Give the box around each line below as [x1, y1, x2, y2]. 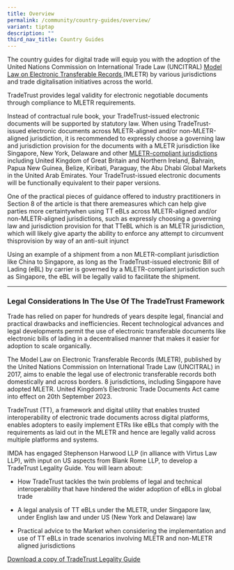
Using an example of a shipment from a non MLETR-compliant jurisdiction [7, 250, 219, 259]
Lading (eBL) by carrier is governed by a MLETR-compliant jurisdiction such [7, 265, 225, 273]
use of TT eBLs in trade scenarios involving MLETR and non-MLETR [17, 534, 212, 543]
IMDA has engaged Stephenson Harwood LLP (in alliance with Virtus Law [7, 449, 217, 458]
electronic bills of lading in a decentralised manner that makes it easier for [7, 334, 219, 343]
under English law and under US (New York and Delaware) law [17, 513, 197, 522]
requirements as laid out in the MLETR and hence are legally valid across [7, 428, 216, 437]
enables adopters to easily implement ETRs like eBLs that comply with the [7, 421, 219, 429]
